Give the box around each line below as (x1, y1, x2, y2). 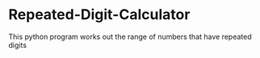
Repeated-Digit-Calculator (8, 6, 191, 24)
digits (8, 40, 27, 49)
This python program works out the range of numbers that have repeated (8, 32, 252, 41)
